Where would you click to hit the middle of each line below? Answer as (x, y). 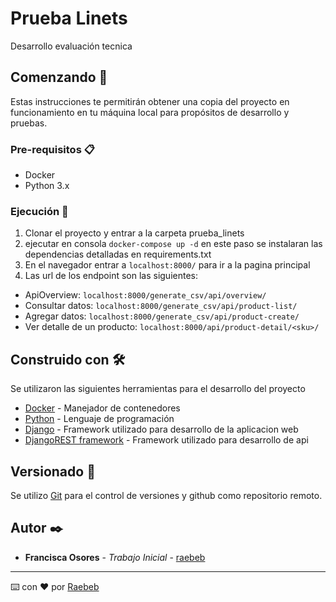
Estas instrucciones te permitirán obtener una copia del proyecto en (150, 101)
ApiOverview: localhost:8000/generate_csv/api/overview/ (145, 295)
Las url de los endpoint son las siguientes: (111, 276)
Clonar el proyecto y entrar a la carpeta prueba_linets (134, 233)
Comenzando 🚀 (59, 77)
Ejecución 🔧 (39, 211)
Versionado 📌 (53, 471)
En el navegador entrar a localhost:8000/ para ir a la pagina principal (167, 265)
